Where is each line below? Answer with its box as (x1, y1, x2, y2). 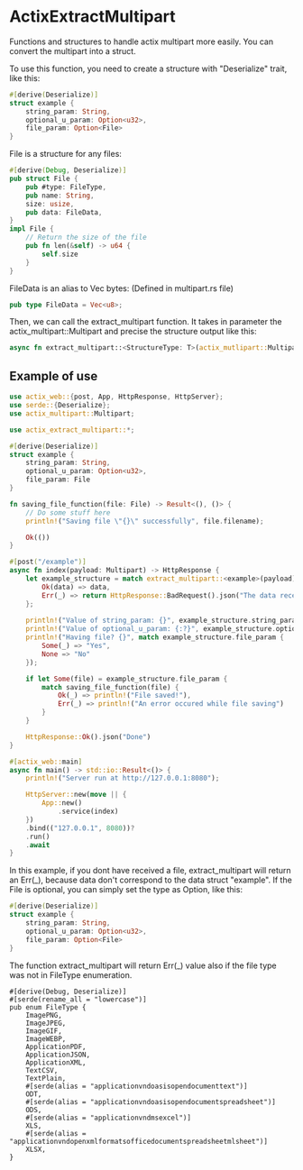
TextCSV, (25, 1065, 59, 1074)
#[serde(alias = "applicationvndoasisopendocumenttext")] (25, 1082, 248, 1091)
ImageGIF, (25, 1026, 63, 1036)
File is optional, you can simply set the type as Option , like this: (9, 884, 243, 895)
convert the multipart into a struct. (9, 45, 137, 56)
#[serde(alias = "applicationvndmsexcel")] (25, 1113, 192, 1122)
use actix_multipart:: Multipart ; (9, 408, 135, 418)
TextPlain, (25, 1074, 67, 1083)
